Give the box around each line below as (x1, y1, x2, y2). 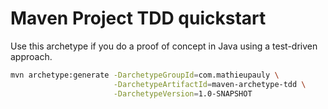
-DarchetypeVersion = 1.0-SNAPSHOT (113, 88, 253, 99)
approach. (10, 50, 53, 62)
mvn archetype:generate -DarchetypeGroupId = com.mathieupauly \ (10, 70, 280, 80)
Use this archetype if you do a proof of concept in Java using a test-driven (10, 40, 318, 52)
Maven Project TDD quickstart (10, 7, 267, 30)
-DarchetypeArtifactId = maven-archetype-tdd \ (113, 79, 307, 89)
